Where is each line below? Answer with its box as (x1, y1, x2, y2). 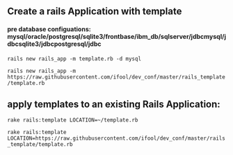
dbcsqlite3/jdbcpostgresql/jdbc (7, 40, 102, 48)
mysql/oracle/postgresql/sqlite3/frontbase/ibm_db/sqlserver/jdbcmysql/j (7, 32, 226, 40)
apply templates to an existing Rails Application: (7, 98, 220, 110)
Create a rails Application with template (7, 6, 182, 17)
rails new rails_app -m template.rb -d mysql (7, 55, 141, 62)
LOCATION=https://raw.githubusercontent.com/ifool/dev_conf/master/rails (7, 135, 226, 142)
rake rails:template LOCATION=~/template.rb (7, 117, 138, 124)
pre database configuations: (7, 24, 92, 33)
